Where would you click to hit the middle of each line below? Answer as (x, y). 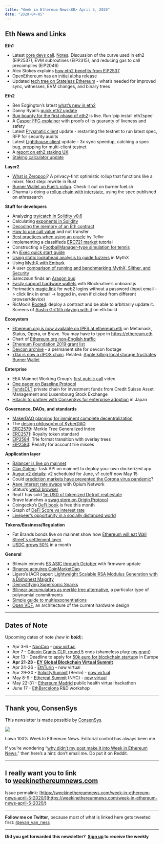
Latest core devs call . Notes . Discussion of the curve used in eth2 (78, 55)
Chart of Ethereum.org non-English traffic (54, 339)
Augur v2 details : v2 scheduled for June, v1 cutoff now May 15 (75, 474)
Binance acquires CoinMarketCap (46, 569)
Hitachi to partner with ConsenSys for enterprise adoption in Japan (80, 400)
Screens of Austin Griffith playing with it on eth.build (65, 310)
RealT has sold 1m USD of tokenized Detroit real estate (67, 495)
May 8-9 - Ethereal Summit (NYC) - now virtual (59, 678)
